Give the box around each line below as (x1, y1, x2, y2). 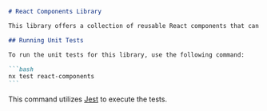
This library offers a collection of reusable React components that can (8, 22, 260, 30)
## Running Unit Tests (8, 36, 84, 44)
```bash (8, 65, 34, 73)
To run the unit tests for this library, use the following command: (8, 50, 245, 59)
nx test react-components (8, 73, 94, 81)
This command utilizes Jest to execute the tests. (8, 94, 168, 104)
